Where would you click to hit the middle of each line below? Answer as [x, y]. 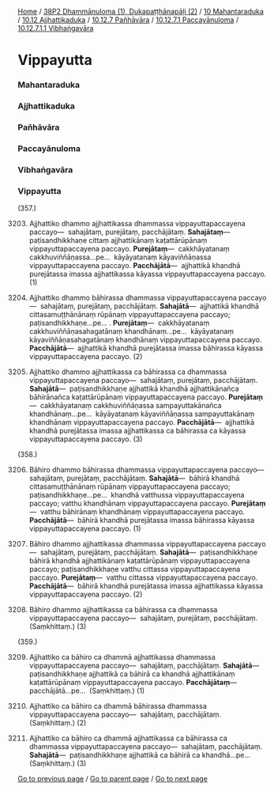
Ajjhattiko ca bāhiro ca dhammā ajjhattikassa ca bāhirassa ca [128, 738]
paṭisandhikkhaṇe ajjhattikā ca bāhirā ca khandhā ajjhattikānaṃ [132, 674]
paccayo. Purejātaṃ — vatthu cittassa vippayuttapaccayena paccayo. [143, 577]
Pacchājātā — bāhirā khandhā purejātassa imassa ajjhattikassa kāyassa [146, 586]
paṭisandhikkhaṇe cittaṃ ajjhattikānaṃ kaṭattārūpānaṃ [118, 240]
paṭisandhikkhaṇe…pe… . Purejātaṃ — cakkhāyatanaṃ [119, 323]
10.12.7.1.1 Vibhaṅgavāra [56, 28]
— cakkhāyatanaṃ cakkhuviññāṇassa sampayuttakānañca [125, 406]
